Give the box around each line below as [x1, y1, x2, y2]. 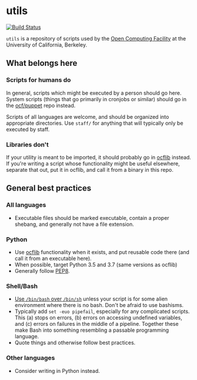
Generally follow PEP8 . [14, 267, 70, 274]
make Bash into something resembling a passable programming [14, 326, 169, 334]
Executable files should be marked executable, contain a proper [14, 214, 169, 221]
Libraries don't [6, 140, 49, 148]
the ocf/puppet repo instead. [6, 102, 76, 109]
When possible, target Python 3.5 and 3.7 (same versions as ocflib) [14, 261, 178, 268]
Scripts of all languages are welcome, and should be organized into [6, 113, 169, 120]
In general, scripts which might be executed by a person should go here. [6, 89, 182, 96]
